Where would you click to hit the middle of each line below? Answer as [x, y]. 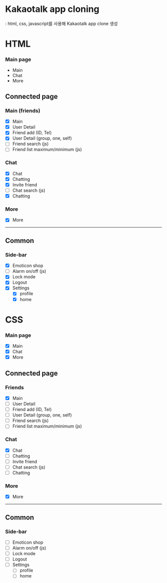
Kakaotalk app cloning [52, 9]
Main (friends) [23, 110]
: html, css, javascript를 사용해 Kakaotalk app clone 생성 [62, 23]
